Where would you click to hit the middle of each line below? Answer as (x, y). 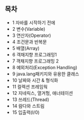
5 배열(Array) (26, 48)
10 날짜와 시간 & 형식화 (35, 80)
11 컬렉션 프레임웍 (30, 87)
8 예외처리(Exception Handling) (45, 67)
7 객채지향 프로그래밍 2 (35, 61)
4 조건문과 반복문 (29, 42)
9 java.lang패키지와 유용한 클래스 (46, 74)
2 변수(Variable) (29, 29)
